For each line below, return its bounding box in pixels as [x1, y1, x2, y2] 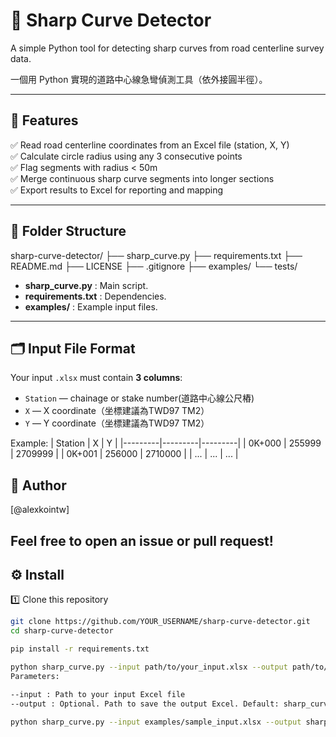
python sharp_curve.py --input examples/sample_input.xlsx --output [10, 717, 302, 727]
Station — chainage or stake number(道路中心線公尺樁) [24, 392, 255, 404]
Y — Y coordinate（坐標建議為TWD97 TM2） [24, 417, 210, 429]
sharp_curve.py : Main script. [24, 279, 149, 291]
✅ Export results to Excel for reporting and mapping [10, 184, 224, 196]
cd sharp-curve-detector [10, 626, 114, 636]
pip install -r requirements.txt [10, 644, 150, 654]
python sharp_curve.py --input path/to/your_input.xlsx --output [10, 662, 288, 673]
